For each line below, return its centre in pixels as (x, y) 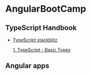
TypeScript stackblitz (35, 40)
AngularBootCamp (46, 9)
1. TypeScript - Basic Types (41, 50)
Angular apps (27, 66)
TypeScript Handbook (41, 28)
